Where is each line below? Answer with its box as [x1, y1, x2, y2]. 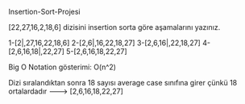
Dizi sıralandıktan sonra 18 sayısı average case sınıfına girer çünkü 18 [8, 78, 238, 87]
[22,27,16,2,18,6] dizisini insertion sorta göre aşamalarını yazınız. [8, 23, 221, 31]
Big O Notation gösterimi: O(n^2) [8, 62, 117, 72]
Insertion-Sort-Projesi [8, 7, 81, 16]
